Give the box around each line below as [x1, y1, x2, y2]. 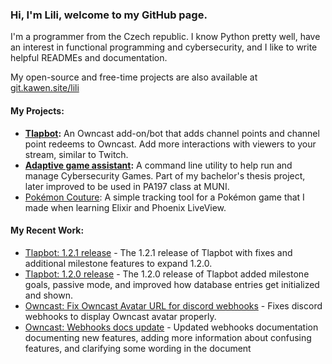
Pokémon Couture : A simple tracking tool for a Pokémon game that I [24, 191, 305, 203]
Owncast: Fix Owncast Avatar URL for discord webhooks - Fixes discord [24, 299, 323, 312]
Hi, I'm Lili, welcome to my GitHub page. [10, 8, 208, 22]
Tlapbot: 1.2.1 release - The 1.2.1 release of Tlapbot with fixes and [24, 246, 293, 258]
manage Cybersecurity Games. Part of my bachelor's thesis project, [24, 169, 306, 182]
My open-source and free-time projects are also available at [10, 71, 258, 83]
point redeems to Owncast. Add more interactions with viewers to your [24, 138, 317, 150]
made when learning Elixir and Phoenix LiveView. [24, 201, 227, 213]
